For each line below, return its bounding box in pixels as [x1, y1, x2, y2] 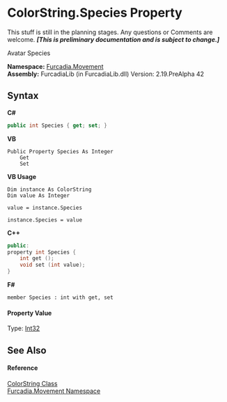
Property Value [7, 309, 52, 317]
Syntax [7, 90, 39, 102]
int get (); [19, 255, 54, 262]
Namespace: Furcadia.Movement [7, 62, 104, 70]
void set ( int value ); [19, 261, 86, 269]
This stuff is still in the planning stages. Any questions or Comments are [7, 28, 213, 36]
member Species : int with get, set [7, 294, 113, 301]
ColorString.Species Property [7, 5, 182, 21]
